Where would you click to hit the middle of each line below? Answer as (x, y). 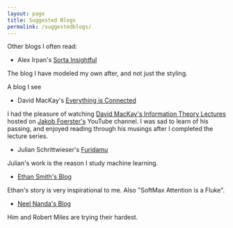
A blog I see (24, 87)
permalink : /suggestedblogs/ (49, 26)
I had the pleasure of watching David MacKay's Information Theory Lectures (116, 114)
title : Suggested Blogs (42, 20)
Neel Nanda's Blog (44, 204)
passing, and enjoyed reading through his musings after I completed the (110, 129)
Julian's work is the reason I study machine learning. (83, 163)
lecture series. (28, 136)
